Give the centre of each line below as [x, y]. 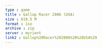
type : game [17, 10]
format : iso [19, 24]
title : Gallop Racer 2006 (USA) [40, 14]
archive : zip [20, 28]
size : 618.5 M [21, 19]
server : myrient [23, 33]
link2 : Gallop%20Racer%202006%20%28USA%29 [51, 38]
